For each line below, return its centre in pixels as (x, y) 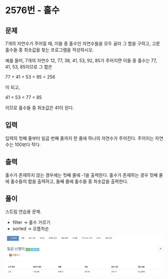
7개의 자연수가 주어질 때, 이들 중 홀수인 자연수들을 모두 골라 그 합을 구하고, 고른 (83, 44)
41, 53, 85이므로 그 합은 (29, 67)
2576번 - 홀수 (32, 10)
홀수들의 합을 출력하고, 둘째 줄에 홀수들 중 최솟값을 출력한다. (69, 181)
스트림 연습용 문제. (23, 212)
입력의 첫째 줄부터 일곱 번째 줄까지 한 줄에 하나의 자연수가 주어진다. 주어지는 (80, 138)
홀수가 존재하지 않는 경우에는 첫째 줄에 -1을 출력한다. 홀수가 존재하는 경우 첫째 (81, 175)
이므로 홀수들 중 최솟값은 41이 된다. (40, 108)
